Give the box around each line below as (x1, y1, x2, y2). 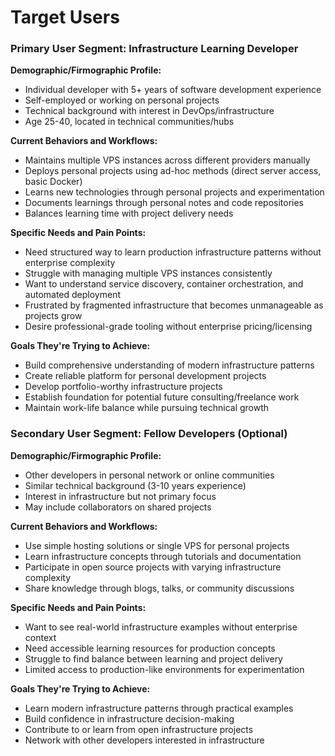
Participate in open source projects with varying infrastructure (24, 561, 282, 573)
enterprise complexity (24, 257, 116, 269)
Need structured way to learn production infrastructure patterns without (24, 246, 322, 258)
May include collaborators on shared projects (24, 501, 212, 513)
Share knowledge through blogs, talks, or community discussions (24, 582, 295, 594)
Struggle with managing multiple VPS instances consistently (24, 267, 273, 280)
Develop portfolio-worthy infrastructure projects (24, 381, 223, 393)
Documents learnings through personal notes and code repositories (24, 197, 304, 209)
